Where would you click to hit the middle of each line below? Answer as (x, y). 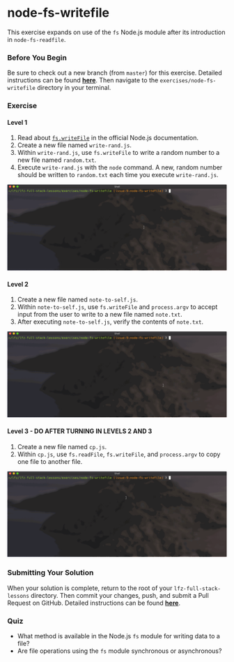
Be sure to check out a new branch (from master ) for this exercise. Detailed (115, 73)
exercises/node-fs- (188, 81)
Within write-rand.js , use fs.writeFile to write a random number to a (118, 153)
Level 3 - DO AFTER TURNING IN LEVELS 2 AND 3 (80, 431)
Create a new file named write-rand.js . (75, 145)
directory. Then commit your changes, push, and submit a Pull (120, 595)
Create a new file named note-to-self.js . (77, 300)
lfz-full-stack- (197, 588)
